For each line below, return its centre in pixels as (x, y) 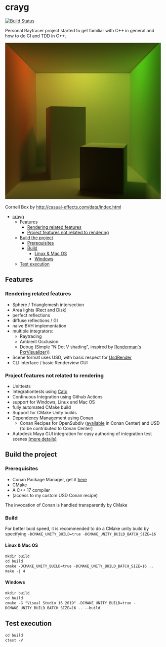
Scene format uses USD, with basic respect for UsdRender (72, 357)
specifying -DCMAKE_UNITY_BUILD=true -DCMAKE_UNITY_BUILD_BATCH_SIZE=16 (81, 534)
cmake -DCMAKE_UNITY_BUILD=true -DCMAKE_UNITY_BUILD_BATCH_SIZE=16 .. (79, 566)
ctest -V (14, 641)
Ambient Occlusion (39, 341)
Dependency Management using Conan (53, 418)
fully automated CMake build (41, 407)
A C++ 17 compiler (31, 490)
